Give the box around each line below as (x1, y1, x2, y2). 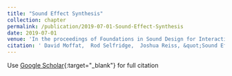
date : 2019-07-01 (7, 29, 57, 37)
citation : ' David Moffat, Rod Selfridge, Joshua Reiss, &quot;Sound (7, 42, 217, 49)
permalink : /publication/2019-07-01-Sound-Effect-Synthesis (7, 23, 184, 30)
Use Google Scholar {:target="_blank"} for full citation (7, 61, 159, 69)
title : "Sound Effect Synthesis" (7, 10, 104, 17)
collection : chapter (7, 17, 67, 23)
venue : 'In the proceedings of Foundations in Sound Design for (7, 36, 196, 43)
